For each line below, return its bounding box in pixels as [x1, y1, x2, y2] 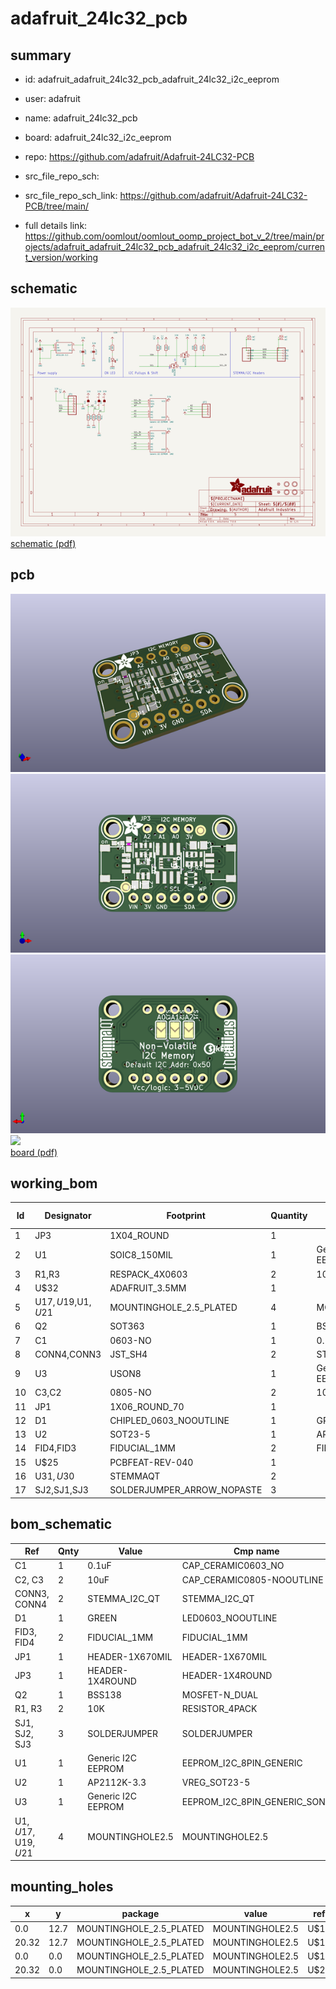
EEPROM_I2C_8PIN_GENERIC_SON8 [181, 1795, 332, 1807]
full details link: [24, 220, 88, 231]
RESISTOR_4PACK [181, 1703, 258, 1715]
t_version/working [24, 252, 99, 263]
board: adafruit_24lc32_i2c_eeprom [24, 132, 172, 143]
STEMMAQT [109, 1470, 161, 1482]
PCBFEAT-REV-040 [109, 1456, 194, 1468]
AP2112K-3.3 [87, 1777, 147, 1789]
